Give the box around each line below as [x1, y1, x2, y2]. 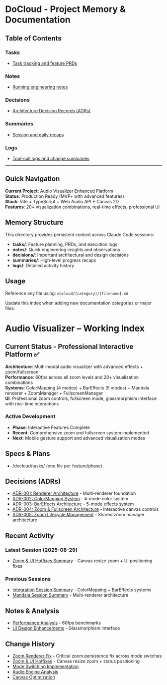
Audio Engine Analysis [12, 669, 59, 675]
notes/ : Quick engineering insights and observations [12, 246, 120, 253]
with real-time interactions [5, 400, 59, 406]
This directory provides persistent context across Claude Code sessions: [5, 231, 154, 238]
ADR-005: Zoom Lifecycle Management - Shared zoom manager [12, 512, 145, 518]
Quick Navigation [5, 175, 60, 183]
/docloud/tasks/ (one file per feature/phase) [12, 463, 103, 469]
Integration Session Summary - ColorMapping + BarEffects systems [12, 587, 152, 593]
